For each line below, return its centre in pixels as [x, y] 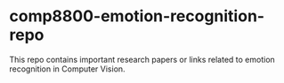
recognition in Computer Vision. [68, 69]
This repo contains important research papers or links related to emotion [142, 59]
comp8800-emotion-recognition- [137, 16]
